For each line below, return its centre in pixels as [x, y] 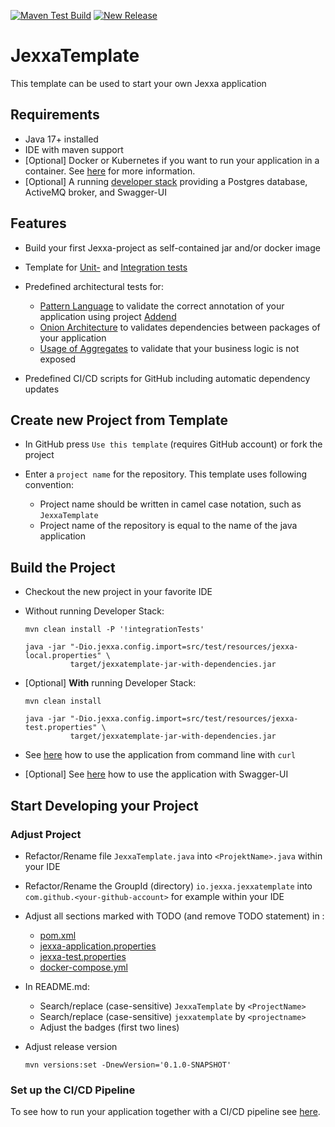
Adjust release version [71, 1046]
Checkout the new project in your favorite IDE [118, 592]
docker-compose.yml [83, 967]
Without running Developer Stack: [94, 611]
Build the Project [63, 567]
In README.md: [57, 986]
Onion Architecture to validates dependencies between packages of [180, 327]
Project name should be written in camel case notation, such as [170, 504]
